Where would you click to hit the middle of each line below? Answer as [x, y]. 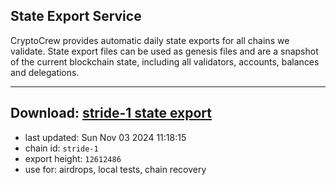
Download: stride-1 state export [111, 113]
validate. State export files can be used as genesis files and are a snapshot [164, 51]
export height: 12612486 [73, 158]
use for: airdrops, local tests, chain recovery [115, 169]
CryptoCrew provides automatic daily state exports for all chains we [150, 40]
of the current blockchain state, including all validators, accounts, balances [165, 61]
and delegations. [45, 72]
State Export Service [76, 16]
